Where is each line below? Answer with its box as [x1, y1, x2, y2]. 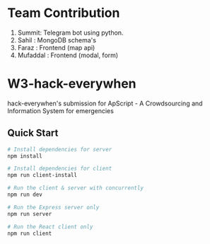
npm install [7, 152, 42, 160]
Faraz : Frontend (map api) [17, 43, 95, 52]
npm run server [7, 210, 52, 217]
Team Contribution [7, 5, 120, 21]
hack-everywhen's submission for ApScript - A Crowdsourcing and [7, 99, 203, 108]
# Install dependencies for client [7, 165, 112, 173]
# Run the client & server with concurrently [7, 185, 144, 192]
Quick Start [7, 127, 59, 139]
